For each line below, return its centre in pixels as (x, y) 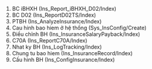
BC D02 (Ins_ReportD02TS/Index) (54, 15)
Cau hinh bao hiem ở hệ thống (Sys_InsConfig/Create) (79, 28)
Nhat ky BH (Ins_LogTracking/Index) (57, 47)
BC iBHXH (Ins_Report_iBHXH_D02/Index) (64, 9)
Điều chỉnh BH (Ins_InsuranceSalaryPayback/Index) (76, 34)
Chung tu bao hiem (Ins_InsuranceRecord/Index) (72, 53)
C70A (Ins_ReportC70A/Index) (49, 40)
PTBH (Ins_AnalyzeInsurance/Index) (57, 21)
